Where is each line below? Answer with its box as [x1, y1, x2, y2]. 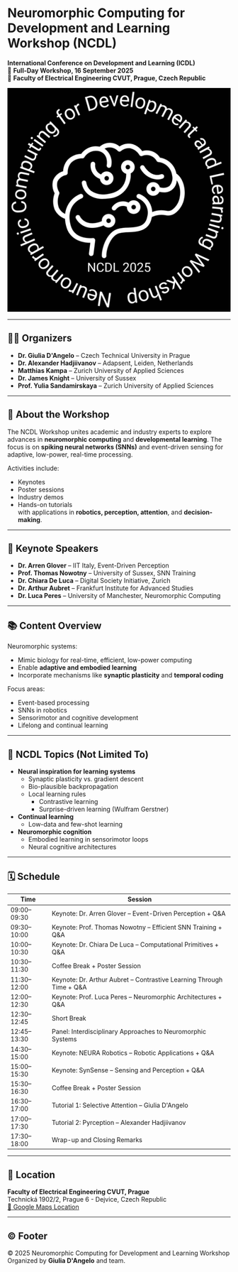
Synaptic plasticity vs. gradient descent [28, 775, 144, 783]
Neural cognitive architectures [28, 843, 117, 851]
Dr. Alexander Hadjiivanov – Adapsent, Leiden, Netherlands [17, 359, 193, 367]
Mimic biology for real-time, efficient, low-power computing [17, 656, 193, 665]
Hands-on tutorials [17, 500, 73, 509]
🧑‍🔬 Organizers [7, 332, 72, 344]
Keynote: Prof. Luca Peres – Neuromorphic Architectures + [52, 992, 222, 1001]
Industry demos [17, 492, 64, 501]
